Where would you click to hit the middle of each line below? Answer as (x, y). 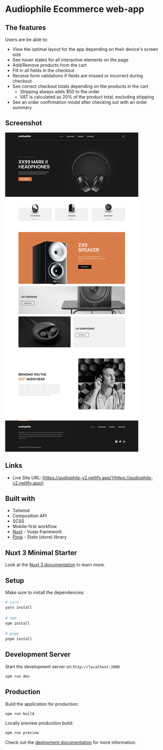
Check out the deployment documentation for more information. (71, 743)
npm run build (20, 714)
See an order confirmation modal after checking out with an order (80, 102)
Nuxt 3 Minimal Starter (41, 553)
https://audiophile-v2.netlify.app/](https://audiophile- (98, 478)
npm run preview (22, 733)
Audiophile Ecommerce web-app (75, 9)
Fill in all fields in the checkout (43, 70)
